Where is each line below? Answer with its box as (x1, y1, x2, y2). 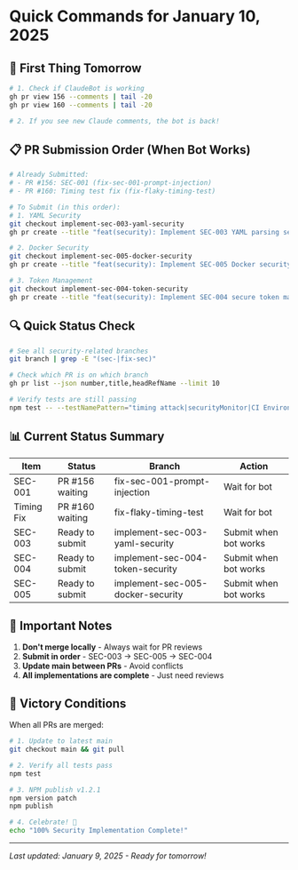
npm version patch (9, 794, 77, 802)
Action (239, 459, 269, 472)
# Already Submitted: (9, 171, 90, 180)
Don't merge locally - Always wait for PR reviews (21, 642, 203, 652)
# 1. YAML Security (9, 211, 82, 219)
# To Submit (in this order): (9, 203, 122, 212)
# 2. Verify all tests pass (9, 761, 114, 770)
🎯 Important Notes (9, 618, 113, 633)
